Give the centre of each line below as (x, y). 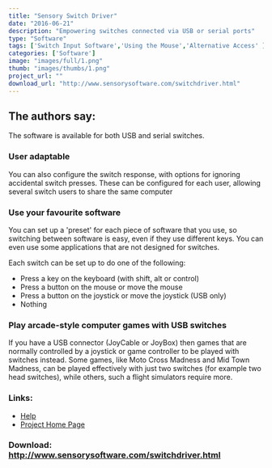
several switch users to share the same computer (91, 192)
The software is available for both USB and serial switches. (106, 136)
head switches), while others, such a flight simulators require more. (121, 377)
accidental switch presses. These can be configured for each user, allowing (135, 183)
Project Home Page (52, 424)
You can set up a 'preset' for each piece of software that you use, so (123, 230)
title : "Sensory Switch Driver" (63, 16)
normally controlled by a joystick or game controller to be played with (124, 352)
